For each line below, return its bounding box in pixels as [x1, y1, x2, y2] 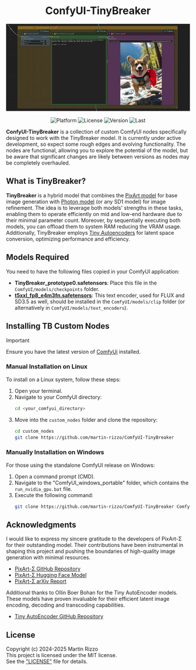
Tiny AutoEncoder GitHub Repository [14, 613, 104, 620]
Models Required [6, 252, 69, 262]
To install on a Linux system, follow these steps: [6, 376, 121, 383]
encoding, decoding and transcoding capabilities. [6, 601, 125, 609]
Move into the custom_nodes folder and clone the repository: [14, 416, 157, 423]
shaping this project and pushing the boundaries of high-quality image [6, 548, 176, 555]
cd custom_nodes [14, 428, 54, 434]
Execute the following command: [14, 491, 93, 498]
